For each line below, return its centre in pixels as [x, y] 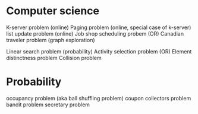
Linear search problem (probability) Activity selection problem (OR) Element [99, 51]
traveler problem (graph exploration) [51, 40]
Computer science [53, 11]
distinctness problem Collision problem [54, 58]
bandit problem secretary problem [48, 104]
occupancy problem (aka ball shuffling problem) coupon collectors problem [99, 98]
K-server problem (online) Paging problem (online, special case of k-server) [99, 27]
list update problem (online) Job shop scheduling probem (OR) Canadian [95, 33]
